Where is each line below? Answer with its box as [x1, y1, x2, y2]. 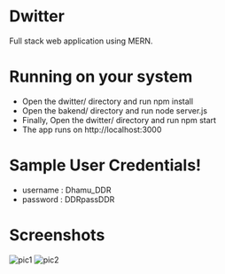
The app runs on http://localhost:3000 [21, 124, 162, 135]
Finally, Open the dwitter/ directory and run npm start [21, 114, 217, 125]
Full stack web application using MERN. [9, 35, 153, 46]
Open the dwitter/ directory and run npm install [21, 96, 193, 106]
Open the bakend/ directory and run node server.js [21, 105, 208, 116]
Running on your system [9, 67, 193, 87]
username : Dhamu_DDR [21, 184, 112, 195]
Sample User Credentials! [9, 155, 202, 176]
